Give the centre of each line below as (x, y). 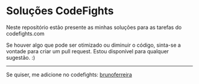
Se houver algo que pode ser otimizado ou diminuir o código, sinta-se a (94, 45)
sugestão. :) (21, 57)
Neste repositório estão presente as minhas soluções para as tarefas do (94, 27)
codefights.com (25, 33)
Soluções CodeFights (60, 11)
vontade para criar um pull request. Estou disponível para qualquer (88, 51)
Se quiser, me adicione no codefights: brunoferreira (69, 75)
